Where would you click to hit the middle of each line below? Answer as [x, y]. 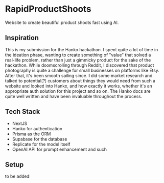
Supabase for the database [40, 139]
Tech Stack [23, 112]
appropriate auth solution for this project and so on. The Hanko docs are [78, 91]
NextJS [20, 123]
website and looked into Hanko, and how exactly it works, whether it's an [79, 86]
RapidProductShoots [48, 9]
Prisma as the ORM [32, 134]
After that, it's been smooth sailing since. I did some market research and [79, 75]
